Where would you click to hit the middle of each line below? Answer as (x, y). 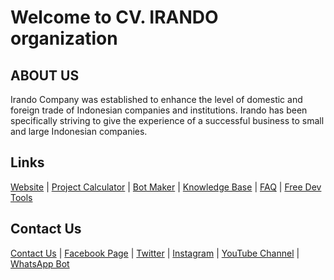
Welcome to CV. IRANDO (114, 17)
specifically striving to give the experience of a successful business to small (167, 120)
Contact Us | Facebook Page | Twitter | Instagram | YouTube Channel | (155, 253)
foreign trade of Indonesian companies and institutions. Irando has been (159, 110)
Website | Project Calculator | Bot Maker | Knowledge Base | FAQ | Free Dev (166, 187)
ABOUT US (45, 75)
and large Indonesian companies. (79, 131)
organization (64, 38)
